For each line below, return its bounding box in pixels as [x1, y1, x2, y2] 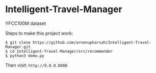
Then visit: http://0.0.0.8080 [5, 62, 67, 68]
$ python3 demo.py [5, 53, 44, 58]
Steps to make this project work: [5, 30, 73, 36]
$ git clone [5, 40, 31, 45]
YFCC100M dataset [5, 20, 46, 26]
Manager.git [5, 44, 31, 49]
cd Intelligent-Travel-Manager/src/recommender [10, 49, 113, 54]
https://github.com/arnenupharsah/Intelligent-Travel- [32, 40, 152, 45]
